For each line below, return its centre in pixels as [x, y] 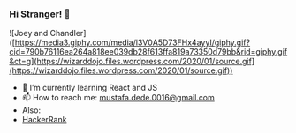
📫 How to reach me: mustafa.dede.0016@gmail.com [118, 98]
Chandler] [68, 33]
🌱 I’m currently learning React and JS [89, 88]
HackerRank [44, 120]
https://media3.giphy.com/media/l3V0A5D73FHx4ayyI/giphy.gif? [132, 42]
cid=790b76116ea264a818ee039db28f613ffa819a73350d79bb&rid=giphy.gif [148, 52]
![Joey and [29, 33]
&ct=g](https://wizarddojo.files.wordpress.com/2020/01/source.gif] [132, 62]
